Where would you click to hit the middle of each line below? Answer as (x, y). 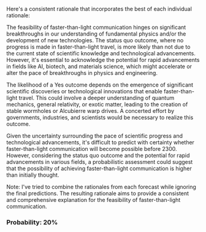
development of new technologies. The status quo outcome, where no (95, 40)
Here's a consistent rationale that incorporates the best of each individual (99, 9)
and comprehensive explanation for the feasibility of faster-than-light (93, 200)
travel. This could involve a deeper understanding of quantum (97, 98)
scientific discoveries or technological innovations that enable (84, 91)
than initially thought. (33, 175)
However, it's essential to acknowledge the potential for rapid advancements (103, 60)
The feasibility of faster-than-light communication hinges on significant (96, 27)
